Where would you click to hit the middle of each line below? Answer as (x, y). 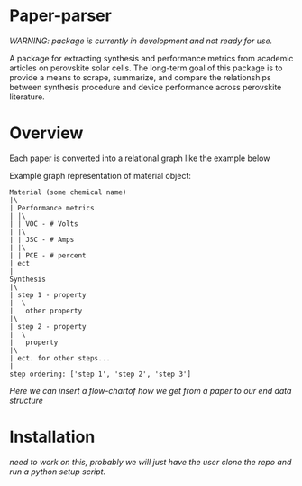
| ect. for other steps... (60, 358)
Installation (52, 437)
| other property (46, 311)
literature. (27, 97)
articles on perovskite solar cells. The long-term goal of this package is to (146, 68)
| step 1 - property (48, 294)
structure (26, 400)
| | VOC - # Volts (44, 224)
